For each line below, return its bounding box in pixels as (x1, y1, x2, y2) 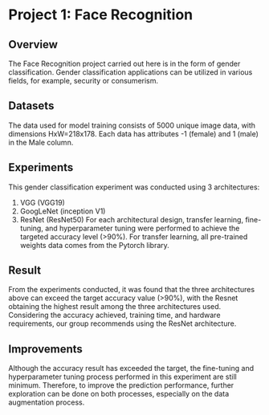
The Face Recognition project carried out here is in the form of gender (8, 59, 241, 68)
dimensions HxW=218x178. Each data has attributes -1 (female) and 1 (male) (8, 128, 259, 138)
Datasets (8, 99, 55, 113)
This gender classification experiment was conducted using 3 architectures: (8, 182, 260, 192)
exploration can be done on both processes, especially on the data (8, 389, 230, 399)
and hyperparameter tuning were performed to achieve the (45, 223, 240, 233)
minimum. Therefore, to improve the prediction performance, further (8, 380, 234, 390)
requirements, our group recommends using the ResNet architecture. (8, 319, 237, 328)
